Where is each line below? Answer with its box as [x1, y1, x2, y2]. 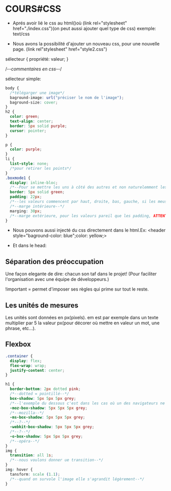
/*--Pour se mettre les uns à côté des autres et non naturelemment [10, 185, 158, 190]
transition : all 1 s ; [10, 453, 53, 458]
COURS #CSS [5, 3, 62, 15]
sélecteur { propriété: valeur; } [5, 56, 69, 62]
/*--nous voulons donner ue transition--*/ [10, 457, 103, 463]
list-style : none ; [10, 161, 49, 166]
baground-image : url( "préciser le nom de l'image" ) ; [10, 95, 124, 100]
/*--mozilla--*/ [10, 410, 44, 416]
